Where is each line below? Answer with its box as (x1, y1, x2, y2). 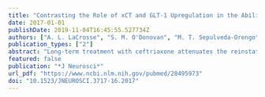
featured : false (8, 56, 62, 63)
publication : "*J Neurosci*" (8, 63, 104, 70)
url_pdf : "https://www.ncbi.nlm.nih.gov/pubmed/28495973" (8, 70, 203, 77)
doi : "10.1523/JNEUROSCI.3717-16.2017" (8, 77, 140, 84)
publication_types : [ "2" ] (8, 41, 93, 48)
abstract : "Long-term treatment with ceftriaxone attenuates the (8, 48, 227, 56)
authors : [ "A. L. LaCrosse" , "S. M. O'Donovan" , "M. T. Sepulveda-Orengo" (8, 33, 259, 41)
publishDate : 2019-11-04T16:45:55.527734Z (8, 26, 150, 34)
